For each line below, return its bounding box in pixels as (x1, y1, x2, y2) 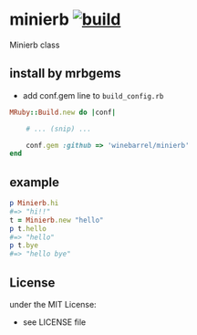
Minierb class (9, 39, 60, 50)
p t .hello (9, 224, 47, 233)
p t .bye (9, 241, 39, 250)
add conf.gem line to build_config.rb (22, 89, 164, 100)
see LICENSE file (22, 317, 87, 328)
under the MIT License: (9, 299, 98, 309)
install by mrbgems (9, 66, 121, 81)
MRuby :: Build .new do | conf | (9, 108, 117, 117)
